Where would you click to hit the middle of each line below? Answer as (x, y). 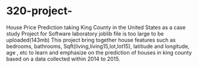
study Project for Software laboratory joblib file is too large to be (85, 33)
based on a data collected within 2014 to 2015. (63, 59)
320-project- (39, 11)
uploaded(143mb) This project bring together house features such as (91, 40)
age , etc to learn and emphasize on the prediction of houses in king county (99, 52)
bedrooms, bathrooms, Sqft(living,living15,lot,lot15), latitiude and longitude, (98, 46)
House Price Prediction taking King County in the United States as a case (96, 27)
